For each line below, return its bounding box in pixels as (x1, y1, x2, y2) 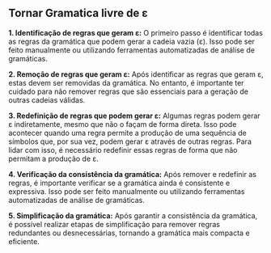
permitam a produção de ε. (8, 154, 99, 163)
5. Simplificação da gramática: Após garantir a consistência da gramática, (8, 210, 258, 221)
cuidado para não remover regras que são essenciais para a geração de (8, 86, 249, 96)
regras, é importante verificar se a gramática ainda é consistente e (8, 178, 231, 188)
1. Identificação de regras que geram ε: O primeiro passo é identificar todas (8, 27, 263, 37)
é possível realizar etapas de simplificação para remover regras (8, 219, 221, 229)
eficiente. (8, 236, 40, 246)
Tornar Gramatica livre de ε (8, 6, 148, 20)
